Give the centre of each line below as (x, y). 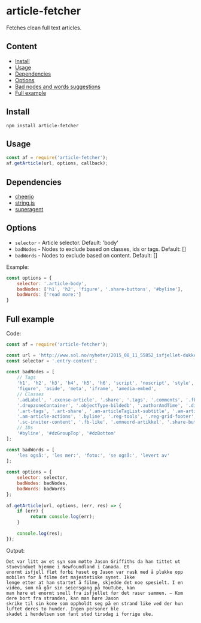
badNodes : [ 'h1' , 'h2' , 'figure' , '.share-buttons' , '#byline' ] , (100, 289)
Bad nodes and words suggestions (57, 86)
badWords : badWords (41, 489)
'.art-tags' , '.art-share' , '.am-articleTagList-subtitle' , (93, 411)
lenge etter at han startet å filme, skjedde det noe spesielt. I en (95, 582)
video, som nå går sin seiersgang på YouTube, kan (71, 588)
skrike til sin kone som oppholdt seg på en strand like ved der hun (95, 603)
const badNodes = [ (31, 372)
